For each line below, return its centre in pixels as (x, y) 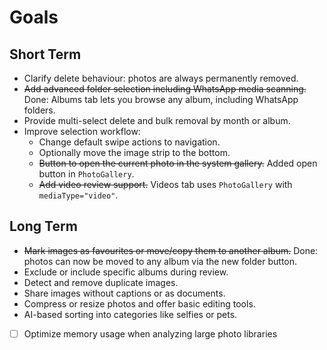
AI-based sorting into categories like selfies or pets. (130, 314)
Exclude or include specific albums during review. (126, 272)
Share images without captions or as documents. (124, 293)
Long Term (43, 226)
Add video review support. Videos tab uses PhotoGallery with (165, 184)
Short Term (45, 54)
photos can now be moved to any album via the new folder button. (160, 261)
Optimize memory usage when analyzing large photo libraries (150, 333)
